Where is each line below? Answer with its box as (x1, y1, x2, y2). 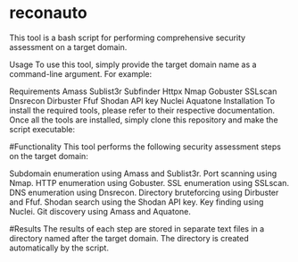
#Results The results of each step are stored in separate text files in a (9, 223, 265, 234)
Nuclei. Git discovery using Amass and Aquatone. (9, 206, 192, 216)
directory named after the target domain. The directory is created (9, 232, 250, 243)
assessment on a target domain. (9, 41, 128, 52)
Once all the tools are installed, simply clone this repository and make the (9, 114, 278, 125)
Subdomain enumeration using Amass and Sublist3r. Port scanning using (9, 168, 277, 179)
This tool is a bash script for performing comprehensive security (9, 32, 246, 43)
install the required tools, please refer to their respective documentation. (9, 105, 275, 115)
